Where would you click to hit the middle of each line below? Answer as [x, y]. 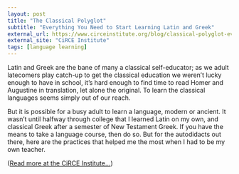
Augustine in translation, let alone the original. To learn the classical [106, 90]
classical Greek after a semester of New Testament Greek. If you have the [116, 127]
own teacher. [27, 149]
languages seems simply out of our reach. [69, 98]
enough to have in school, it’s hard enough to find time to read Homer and [116, 82]
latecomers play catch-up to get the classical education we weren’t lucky [115, 75]
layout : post [27, 14]
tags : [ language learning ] [47, 47]
